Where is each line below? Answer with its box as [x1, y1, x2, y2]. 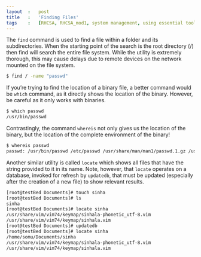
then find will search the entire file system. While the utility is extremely [6, 49, 182, 56]
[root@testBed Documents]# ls [6, 195, 82, 201]
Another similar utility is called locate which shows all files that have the [6, 159, 184, 166]
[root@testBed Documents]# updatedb [6, 223, 98, 229]
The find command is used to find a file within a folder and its [6, 36, 159, 44]
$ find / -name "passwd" [6, 73, 68, 79]
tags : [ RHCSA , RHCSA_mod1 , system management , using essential [6, 20, 184, 26]
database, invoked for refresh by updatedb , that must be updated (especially [6, 172, 193, 179]
